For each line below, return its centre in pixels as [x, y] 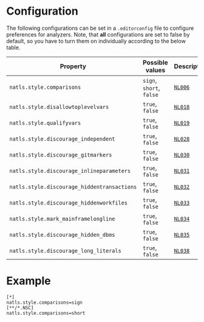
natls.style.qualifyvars [45, 123]
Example [29, 281]
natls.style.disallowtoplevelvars [59, 107]
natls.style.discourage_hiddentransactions [73, 187]
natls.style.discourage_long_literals [65, 250]
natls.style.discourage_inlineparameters [70, 171]
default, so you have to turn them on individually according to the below [96, 41]
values [155, 70]
